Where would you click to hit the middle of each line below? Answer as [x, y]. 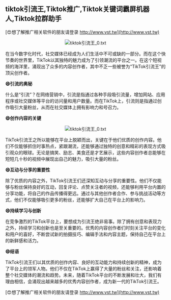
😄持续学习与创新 [23, 210]
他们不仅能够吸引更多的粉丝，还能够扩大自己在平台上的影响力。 [81, 199]
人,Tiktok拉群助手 [34, 19]
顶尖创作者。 [19, 72]
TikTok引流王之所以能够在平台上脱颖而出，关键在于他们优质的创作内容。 [81, 140]
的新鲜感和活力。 [23, 240]
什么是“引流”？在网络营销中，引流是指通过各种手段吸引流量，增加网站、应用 [85, 94]
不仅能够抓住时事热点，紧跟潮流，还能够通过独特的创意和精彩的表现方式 [85, 146]
